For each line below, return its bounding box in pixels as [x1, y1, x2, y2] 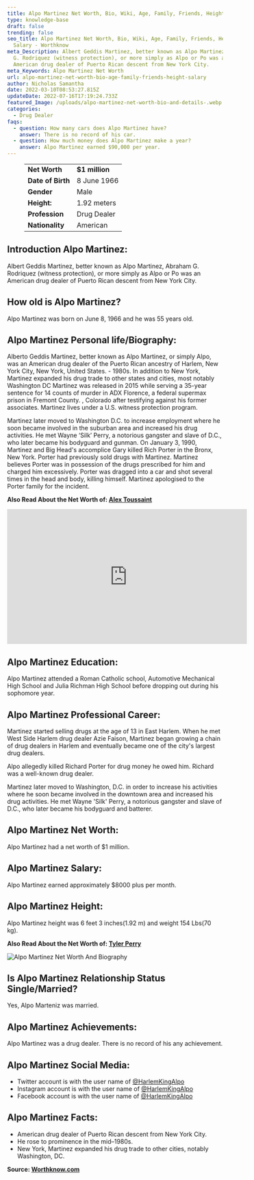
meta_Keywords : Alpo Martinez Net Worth [7, 67, 125, 74]
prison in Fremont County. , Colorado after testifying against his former [7, 396, 207, 404]
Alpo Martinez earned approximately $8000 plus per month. [7, 881, 177, 889]
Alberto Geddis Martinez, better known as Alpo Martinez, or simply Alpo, [7, 352, 212, 360]
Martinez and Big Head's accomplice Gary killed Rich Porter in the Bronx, [7, 446, 214, 454]
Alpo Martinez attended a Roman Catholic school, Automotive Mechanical [7, 674, 215, 683]
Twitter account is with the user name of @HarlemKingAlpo [16, 1077, 185, 1085]
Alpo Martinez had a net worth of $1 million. [7, 842, 130, 850]
